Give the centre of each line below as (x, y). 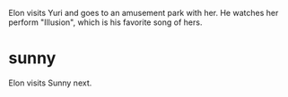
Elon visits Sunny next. (50, 83)
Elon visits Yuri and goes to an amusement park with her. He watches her (144, 13)
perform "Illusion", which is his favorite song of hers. (105, 22)
